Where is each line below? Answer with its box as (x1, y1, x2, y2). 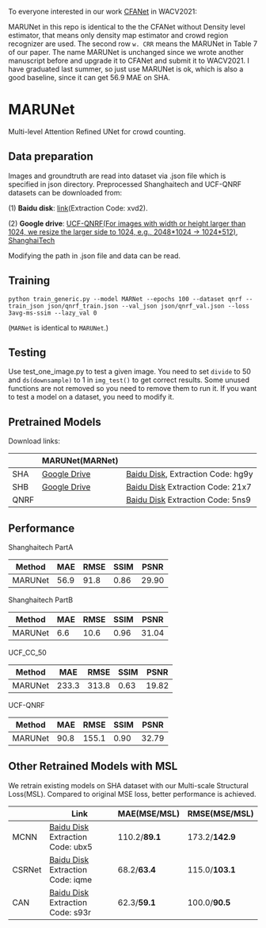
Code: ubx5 (48, 841, 93, 853)
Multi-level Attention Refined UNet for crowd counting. (8, 126, 186, 136)
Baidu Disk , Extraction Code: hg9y (126, 469, 253, 480)
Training (8, 274, 51, 288)
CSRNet (12, 864, 42, 875)
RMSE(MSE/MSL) (187, 808, 254, 819)
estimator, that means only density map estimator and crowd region (8, 31, 229, 40)
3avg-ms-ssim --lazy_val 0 (8, 309, 97, 317)
